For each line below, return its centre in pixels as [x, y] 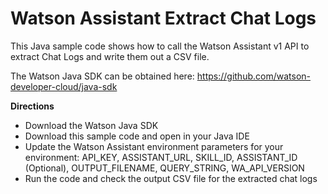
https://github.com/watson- [253, 76]
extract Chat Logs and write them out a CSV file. [110, 56]
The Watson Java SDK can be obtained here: [102, 76]
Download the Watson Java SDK [91, 125]
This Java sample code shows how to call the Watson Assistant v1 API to [160, 46]
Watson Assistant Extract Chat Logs [163, 18]
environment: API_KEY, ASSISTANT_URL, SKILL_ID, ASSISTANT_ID [161, 157]
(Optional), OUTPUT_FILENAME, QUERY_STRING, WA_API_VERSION [164, 168]
